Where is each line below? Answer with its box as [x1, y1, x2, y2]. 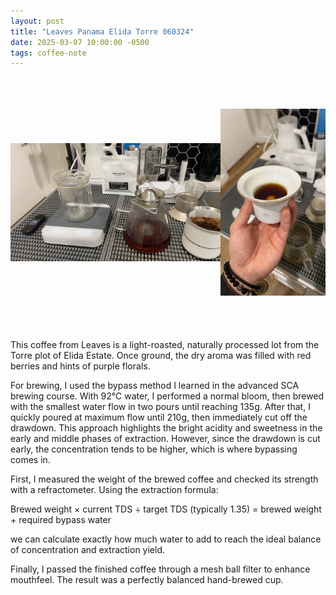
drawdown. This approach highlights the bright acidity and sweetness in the [10, 422, 323, 434]
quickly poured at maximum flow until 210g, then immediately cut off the [10, 411, 308, 424]
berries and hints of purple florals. [10, 360, 151, 372]
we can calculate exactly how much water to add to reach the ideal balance [10, 533, 322, 545]
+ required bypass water [10, 514, 112, 526]
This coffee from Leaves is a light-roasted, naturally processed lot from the [10, 339, 320, 351]
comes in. [10, 454, 51, 466]
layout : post [10, 16, 65, 26]
